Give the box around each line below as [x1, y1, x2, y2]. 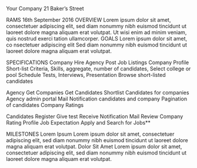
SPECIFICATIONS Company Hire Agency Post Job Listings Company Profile [6, 59, 189, 66]
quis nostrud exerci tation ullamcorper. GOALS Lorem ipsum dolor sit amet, [6, 35, 188, 42]
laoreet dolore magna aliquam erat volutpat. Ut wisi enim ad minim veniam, [6, 29, 187, 36]
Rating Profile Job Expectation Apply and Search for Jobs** [6, 119, 151, 126]
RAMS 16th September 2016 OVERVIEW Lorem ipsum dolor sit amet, [6, 16, 171, 23]
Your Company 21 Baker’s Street [6, 5, 84, 12]
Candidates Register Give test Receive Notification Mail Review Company [6, 113, 183, 120]
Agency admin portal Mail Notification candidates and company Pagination [6, 95, 187, 102]
